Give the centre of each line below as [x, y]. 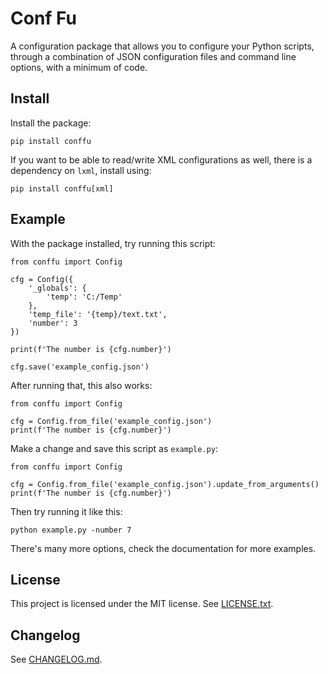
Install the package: [51, 123]
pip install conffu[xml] [62, 188]
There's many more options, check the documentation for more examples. [163, 548]
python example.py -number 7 [71, 530]
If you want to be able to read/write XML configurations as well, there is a [161, 159]
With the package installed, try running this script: [113, 243]
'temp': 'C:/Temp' [84, 297]
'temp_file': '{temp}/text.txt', [98, 314]
